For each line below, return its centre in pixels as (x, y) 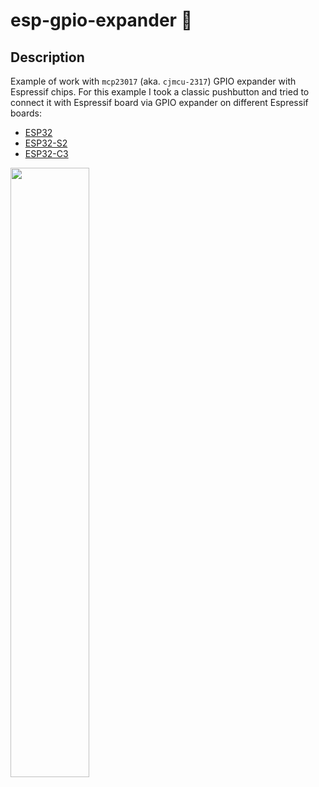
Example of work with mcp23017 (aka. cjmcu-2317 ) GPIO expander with (153, 81)
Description (47, 57)
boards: (26, 113)
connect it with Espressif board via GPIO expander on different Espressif (159, 102)
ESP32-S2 (46, 143)
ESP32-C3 (46, 153)
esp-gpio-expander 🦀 (101, 20)
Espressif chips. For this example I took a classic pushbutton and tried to (160, 92)
